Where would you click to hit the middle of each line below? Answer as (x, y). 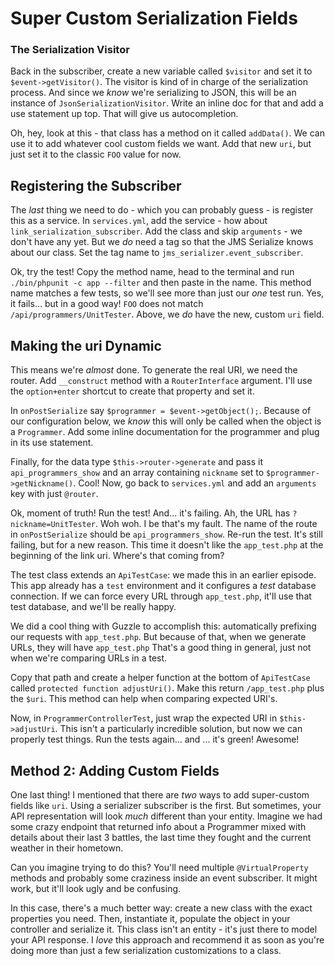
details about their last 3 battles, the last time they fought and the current (161, 837)
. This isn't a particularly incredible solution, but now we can (178, 729)
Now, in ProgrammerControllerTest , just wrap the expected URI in (144, 718)
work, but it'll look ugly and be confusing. (96, 888)
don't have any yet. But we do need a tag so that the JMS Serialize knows (162, 242)
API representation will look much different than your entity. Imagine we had (166, 816)
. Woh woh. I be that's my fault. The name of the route (206, 524)
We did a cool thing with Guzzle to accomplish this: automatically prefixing (163, 626)
